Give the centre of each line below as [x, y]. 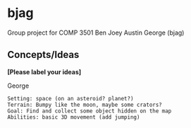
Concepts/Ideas [43, 55]
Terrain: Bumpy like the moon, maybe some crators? [85, 105]
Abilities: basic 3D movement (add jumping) [74, 117]
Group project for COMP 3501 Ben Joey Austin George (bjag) [96, 33]
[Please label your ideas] [44, 71]
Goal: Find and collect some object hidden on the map [90, 111]
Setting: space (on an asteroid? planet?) [70, 98]
